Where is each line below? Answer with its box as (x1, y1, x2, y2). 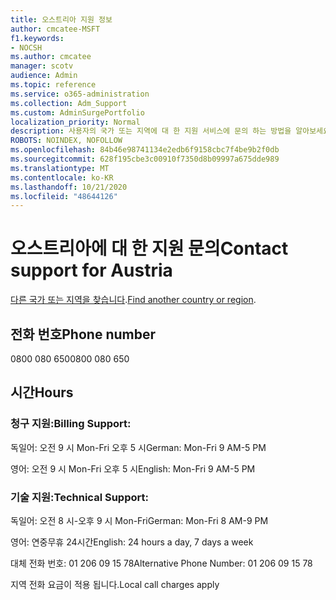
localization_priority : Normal (10, 117, 141, 127)
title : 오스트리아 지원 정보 (10, 14, 113, 25)
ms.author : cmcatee (10, 52, 92, 62)
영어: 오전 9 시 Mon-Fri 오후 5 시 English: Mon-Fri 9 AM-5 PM (10, 462, 256, 475)
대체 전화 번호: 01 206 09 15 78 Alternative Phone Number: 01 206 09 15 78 (10, 557, 313, 569)
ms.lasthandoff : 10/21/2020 (10, 182, 128, 192)
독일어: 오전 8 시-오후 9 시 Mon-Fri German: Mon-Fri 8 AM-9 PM (10, 514, 269, 526)
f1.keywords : (10, 33, 65, 43)
